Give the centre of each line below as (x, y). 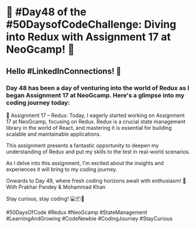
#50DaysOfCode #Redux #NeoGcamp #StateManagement (77, 212)
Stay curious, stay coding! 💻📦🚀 (45, 199)
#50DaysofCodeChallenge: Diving (91, 24)
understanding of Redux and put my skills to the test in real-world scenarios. (98, 152)
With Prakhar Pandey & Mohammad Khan (56, 187)
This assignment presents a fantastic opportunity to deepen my (82, 145)
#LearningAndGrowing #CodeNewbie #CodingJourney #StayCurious (89, 218)
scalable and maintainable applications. (54, 134)
